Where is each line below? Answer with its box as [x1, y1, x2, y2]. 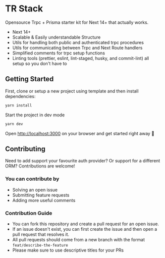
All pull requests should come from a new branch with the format [12, 236, 145, 243]
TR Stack [5, 3, 43, 14]
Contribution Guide [5, 209, 53, 216]
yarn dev [5, 121, 23, 126]
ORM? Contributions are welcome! [5, 163, 75, 169]
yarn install [5, 103, 32, 108]
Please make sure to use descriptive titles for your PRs [12, 247, 124, 253]
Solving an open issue [12, 187, 58, 193]
